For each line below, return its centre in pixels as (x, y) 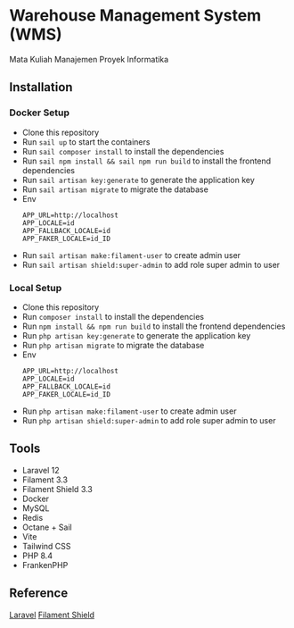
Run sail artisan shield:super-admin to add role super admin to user (151, 264)
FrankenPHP (45, 565)
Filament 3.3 (45, 480)
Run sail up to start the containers (86, 142)
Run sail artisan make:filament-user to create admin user (131, 255)
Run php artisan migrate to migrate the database (113, 345)
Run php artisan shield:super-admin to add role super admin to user (149, 420)
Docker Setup (39, 113)
